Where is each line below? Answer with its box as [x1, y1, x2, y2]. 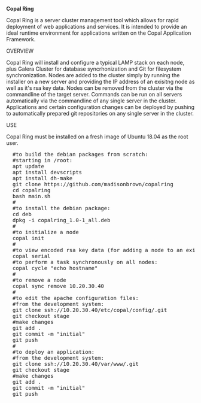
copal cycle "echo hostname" [12, 265, 98, 271]
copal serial [12, 253, 51, 259]
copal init [12, 235, 45, 241]
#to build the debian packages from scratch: [12, 151, 148, 157]
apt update [12, 163, 45, 169]
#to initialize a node [12, 229, 79, 235]
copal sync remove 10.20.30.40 [12, 283, 105, 289]
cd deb [12, 211, 32, 217]
